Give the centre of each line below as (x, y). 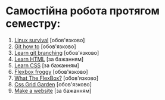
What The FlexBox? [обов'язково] (56, 78)
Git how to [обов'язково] (45, 46)
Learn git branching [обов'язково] (57, 52)
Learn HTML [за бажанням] (49, 59)
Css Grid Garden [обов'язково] (53, 84)
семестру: (33, 24)
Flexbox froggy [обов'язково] (51, 71)
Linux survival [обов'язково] (49, 40)
